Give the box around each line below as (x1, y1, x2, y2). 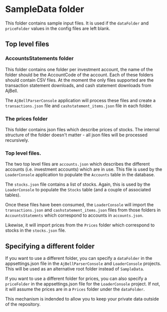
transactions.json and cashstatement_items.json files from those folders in (5, 207, 161, 213)
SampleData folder (5, 4, 84, 15)
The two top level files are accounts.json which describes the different (5, 161, 150, 167)
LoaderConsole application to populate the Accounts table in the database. (5, 172, 156, 178)
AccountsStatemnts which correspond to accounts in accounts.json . (5, 212, 144, 218)
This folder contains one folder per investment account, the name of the (5, 66, 153, 72)
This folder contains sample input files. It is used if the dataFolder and (5, 20, 149, 26)
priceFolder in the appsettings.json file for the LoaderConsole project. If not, (5, 281, 161, 287)
